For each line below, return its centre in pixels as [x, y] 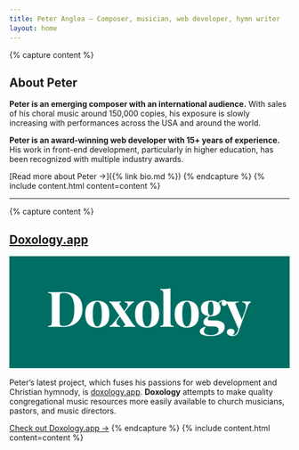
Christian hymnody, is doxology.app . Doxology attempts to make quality [141, 391]
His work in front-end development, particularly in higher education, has [141, 150]
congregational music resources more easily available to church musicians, [147, 401]
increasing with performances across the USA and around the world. [135, 123]
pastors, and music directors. [63, 411]
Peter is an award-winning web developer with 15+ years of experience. [145, 140]
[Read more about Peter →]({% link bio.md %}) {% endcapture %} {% [137, 176]
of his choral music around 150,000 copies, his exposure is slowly [130, 114]
